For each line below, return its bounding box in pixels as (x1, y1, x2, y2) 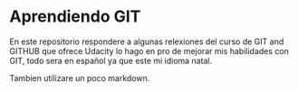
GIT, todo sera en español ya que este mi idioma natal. (9, 55, 213, 66)
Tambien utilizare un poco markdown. (9, 72, 150, 83)
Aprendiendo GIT (9, 6, 141, 27)
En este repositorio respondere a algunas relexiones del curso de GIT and (9, 36, 284, 47)
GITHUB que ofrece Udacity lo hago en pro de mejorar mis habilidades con (9, 45, 290, 56)
